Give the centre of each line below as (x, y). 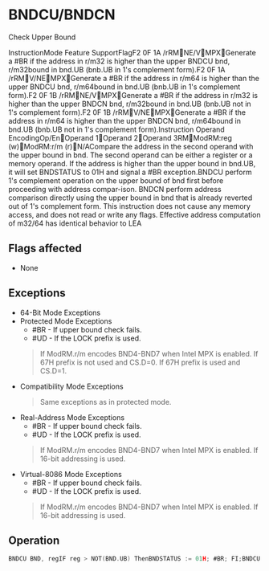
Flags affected (45, 249)
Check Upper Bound (42, 37)
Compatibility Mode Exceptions (71, 386)
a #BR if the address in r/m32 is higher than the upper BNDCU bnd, (119, 61)
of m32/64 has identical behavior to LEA (75, 223)
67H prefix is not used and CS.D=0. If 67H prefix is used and (140, 362)
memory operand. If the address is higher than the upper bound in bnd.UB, (132, 163)
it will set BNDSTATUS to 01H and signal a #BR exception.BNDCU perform (130, 172)
